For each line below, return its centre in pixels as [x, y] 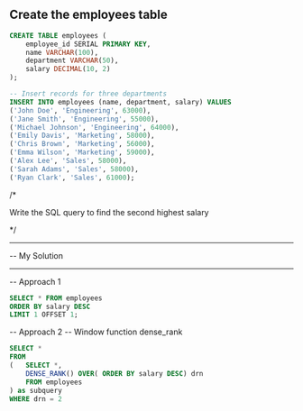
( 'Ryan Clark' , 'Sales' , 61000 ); [72, 178]
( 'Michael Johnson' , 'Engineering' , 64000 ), [94, 127]
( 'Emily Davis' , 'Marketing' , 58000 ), [82, 136]
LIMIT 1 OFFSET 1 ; [44, 315]
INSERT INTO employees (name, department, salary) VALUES [120, 102]
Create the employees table [89, 15]
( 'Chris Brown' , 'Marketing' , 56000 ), [82, 144]
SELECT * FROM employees [56, 298]
